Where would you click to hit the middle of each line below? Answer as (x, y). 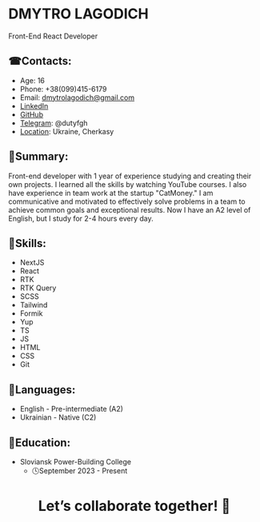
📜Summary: (38, 157)
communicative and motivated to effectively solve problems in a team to (127, 201)
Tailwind (34, 305)
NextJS (32, 263)
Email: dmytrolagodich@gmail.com (77, 98)
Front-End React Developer (53, 36)
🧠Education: (39, 442)
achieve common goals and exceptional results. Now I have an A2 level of (130, 209)
